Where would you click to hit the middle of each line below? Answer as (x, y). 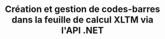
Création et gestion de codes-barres (82, 9)
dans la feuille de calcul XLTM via (82, 20)
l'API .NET (82, 30)
